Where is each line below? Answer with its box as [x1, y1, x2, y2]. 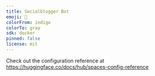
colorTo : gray [6, 25, 41, 31]
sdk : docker [6, 30, 35, 36]
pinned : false [6, 36, 41, 42]
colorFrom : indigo [6, 19, 51, 25]
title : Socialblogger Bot [6, 8, 69, 15]
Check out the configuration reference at [6, 57, 105, 64]
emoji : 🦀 [6, 14, 27, 20]
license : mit [6, 42, 38, 47]
